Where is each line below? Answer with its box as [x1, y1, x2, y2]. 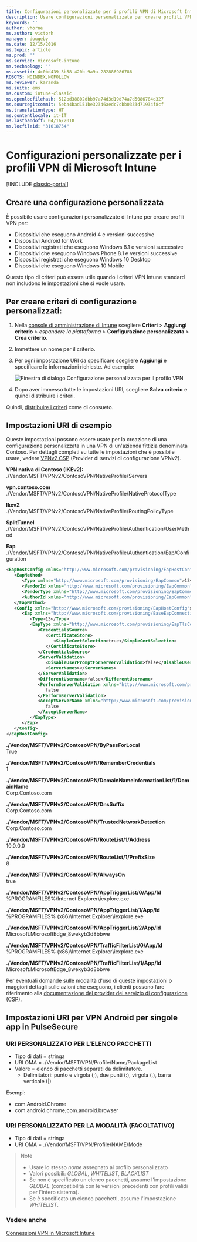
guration [6, 555, 26, 563]
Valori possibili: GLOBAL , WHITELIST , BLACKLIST [29, 1170, 149, 1177]
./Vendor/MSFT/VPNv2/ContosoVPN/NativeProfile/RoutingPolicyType [6, 508, 174, 515]
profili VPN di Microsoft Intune [6, 161, 157, 175]
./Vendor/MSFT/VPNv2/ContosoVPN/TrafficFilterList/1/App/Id [6, 959, 161, 966]
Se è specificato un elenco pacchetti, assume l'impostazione [29, 1195, 176, 1202]
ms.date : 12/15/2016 [6, 42, 57, 48]
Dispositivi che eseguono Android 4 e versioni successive [14, 230, 155, 238]
